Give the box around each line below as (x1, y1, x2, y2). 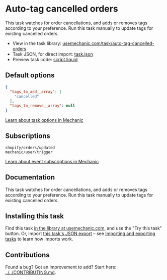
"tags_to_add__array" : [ (10, 89, 62, 94)
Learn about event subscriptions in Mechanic (5, 158, 99, 164)
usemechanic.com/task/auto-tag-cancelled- (62, 40, 154, 46)
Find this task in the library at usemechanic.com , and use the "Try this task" (5, 225, 162, 231)
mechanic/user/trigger (5, 150, 53, 155)
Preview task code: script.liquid (12, 56, 78, 62)
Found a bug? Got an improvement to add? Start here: (5, 264, 117, 270)
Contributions (5, 251, 50, 259)
